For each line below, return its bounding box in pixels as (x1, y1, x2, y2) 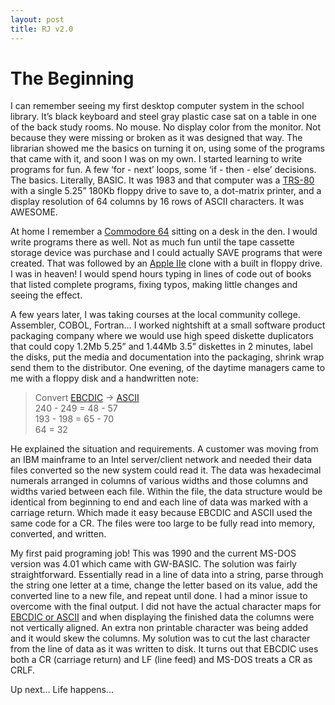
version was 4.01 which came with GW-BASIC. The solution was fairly (10, 558, 297, 570)
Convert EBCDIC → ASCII (34, 392, 140, 404)
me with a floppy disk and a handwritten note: (10, 372, 199, 385)
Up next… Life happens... (10, 684, 114, 696)
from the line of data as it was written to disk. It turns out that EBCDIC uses (10, 643, 319, 655)
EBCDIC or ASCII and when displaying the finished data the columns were (10, 611, 315, 623)
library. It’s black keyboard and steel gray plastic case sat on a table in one (10, 111, 318, 123)
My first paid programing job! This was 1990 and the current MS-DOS (10, 547, 297, 560)
